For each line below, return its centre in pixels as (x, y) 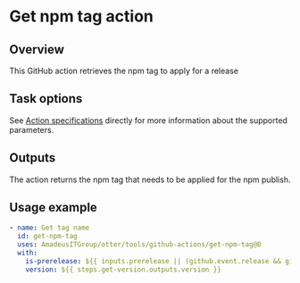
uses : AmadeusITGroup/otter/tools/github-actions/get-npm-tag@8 (139, 245)
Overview (37, 50)
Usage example (54, 208)
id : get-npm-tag (47, 237)
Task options (46, 99)
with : (28, 253)
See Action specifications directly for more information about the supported (149, 120)
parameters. (32, 129)
